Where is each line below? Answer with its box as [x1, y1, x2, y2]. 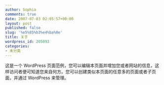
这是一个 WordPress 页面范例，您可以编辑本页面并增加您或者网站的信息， [5, 62, 155, 68]
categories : [5, 44, 30, 49]
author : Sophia [5, 7, 36, 12]
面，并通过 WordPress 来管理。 [5, 75, 69, 81]
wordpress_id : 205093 [5, 39, 50, 44]
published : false [5, 26, 41, 30]
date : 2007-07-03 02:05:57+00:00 [5, 16, 74, 21]
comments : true [5, 12, 36, 17]
